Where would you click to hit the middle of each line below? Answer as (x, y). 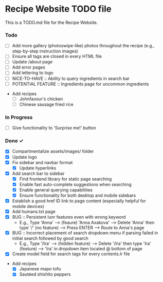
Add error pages (28, 67)
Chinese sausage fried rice (46, 104)
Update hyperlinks (38, 168)
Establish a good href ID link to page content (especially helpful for (79, 201)
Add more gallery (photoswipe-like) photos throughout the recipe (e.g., (83, 46)
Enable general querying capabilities (56, 190)
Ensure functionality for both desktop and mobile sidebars (78, 195)
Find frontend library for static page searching (65, 179)
